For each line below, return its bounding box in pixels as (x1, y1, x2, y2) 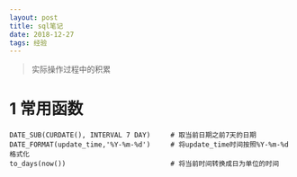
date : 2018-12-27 (9, 30, 75, 39)
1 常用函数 (9, 99, 84, 119)
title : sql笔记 (9, 22, 64, 31)
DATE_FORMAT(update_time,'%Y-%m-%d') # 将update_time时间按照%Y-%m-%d (9, 140, 290, 149)
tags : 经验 (9, 38, 48, 48)
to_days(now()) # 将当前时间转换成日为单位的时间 (9, 159, 280, 169)
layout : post (9, 13, 58, 22)
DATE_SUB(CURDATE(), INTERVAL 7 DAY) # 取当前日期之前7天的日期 (9, 131, 256, 140)
